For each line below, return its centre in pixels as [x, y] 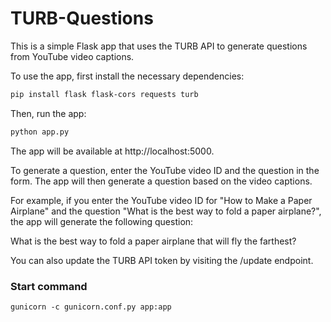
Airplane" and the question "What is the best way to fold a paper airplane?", [166, 211]
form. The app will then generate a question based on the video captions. [161, 181]
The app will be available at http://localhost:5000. [112, 151]
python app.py [40, 132]
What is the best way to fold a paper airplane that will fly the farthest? [153, 241]
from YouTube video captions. [72, 56]
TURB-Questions [82, 18]
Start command [49, 286]
